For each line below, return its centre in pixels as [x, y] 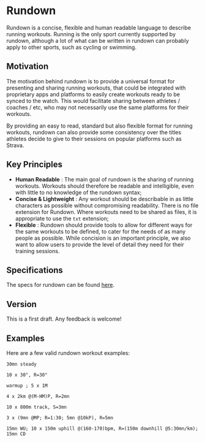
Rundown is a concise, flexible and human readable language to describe [99, 28]
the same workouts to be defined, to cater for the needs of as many [100, 231]
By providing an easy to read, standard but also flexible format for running [99, 126]
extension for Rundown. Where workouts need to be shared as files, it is [106, 211]
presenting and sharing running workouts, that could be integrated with [96, 88]
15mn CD [16, 434]
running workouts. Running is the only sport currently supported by [91, 34]
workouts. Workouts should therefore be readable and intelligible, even [104, 186]
